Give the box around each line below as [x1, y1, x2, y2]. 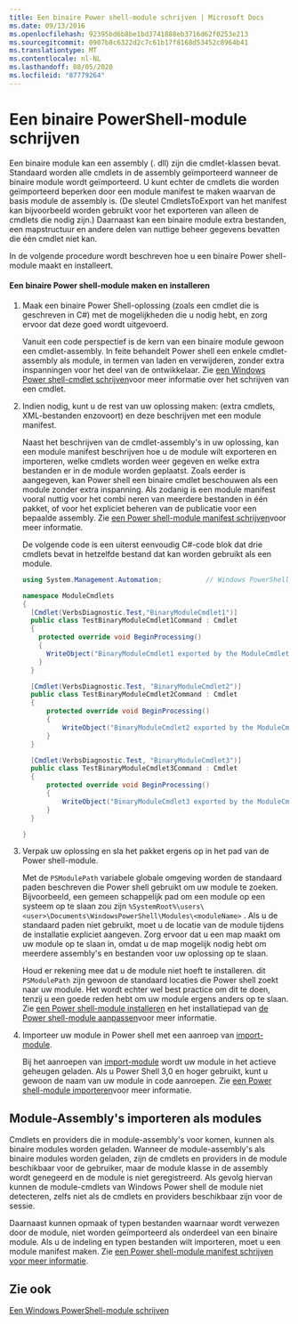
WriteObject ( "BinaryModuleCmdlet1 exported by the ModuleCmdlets [45, 649, 294, 658]
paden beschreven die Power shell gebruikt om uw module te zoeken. [21, 882, 278, 892]
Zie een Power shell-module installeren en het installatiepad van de [21, 1003, 269, 1014]
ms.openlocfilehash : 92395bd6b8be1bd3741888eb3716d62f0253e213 [9, 29, 249, 38]
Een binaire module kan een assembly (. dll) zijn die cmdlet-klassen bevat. [9, 157, 281, 168]
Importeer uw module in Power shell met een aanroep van [21, 1029, 235, 1041]
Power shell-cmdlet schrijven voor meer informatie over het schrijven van [21, 374, 289, 384]
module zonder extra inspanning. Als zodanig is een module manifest [21, 484, 276, 495]
